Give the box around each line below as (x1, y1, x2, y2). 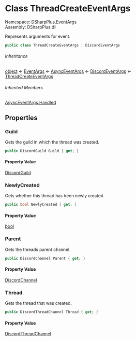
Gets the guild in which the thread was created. (5, 139, 100, 145)
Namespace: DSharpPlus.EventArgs (5, 19, 76, 25)
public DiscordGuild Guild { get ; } (5, 148, 79, 153)
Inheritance (5, 53, 28, 59)
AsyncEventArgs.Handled (5, 100, 57, 106)
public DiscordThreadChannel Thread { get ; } (5, 310, 98, 315)
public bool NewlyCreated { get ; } (5, 202, 77, 207)
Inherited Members (5, 84, 43, 90)
